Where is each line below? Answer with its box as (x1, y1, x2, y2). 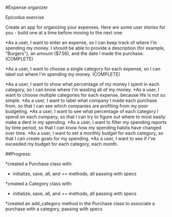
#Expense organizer (5, 5, 48, 10)
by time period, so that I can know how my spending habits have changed (5, 125, 162, 131)
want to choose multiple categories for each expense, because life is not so (5, 92, 166, 98)
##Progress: (5, 151, 32, 157)
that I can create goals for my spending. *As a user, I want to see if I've (5, 136, 156, 141)
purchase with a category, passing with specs (5, 206, 103, 212)
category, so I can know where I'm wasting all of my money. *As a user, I (5, 86, 160, 93)
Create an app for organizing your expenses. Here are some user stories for (5, 24, 166, 30)
